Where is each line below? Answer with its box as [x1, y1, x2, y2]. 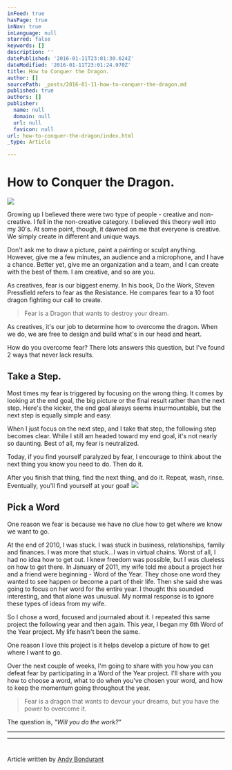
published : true [7, 87, 54, 94]
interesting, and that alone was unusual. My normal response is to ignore [7, 592, 214, 600]
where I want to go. [7, 648, 62, 657]
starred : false [7, 36, 51, 43]
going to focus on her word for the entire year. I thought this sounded [7, 585, 204, 593]
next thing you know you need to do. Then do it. [7, 460, 144, 468]
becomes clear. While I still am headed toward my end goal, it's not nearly [7, 431, 217, 440]
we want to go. [7, 527, 50, 536]
